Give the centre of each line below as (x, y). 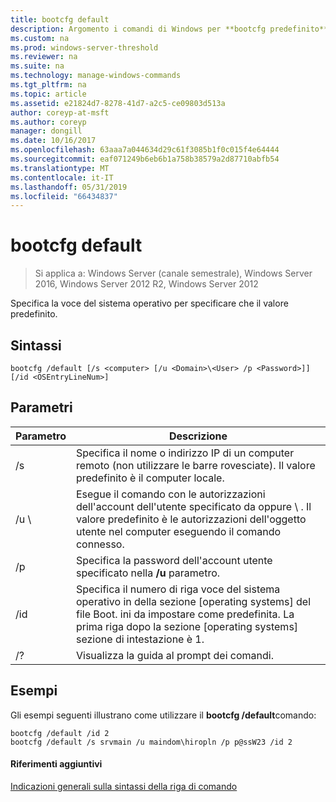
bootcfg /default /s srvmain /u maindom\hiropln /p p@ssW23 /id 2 (151, 742)
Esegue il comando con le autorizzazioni (170, 494)
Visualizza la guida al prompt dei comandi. (174, 655)
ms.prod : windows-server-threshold (84, 47)
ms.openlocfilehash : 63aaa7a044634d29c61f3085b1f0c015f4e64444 (145, 150)
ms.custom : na (40, 38)
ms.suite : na (37, 66)
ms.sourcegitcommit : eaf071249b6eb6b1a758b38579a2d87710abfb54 (145, 159)
